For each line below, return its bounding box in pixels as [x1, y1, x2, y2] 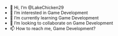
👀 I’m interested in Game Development [9, 10, 88, 16]
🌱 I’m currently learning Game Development [9, 15, 99, 20]
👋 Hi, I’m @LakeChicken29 [9, 5, 64, 10]
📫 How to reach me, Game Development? [9, 26, 96, 31]
